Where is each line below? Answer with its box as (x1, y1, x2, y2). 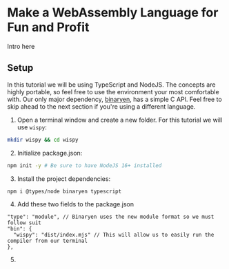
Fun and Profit (7, 19, 90, 35)
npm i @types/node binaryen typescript (7, 188, 122, 195)
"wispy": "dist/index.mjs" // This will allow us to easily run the (13, 231, 215, 238)
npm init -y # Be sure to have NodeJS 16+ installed (7, 162, 162, 169)
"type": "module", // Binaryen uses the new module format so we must (7, 213, 215, 220)
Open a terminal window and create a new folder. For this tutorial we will (17, 116, 223, 124)
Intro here (7, 42, 35, 50)
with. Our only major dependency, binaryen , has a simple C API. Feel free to (7, 95, 222, 103)
